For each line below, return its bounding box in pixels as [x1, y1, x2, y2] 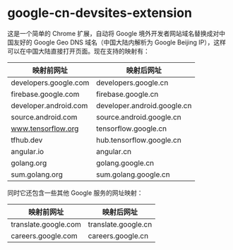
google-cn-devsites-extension [7, 5, 193, 21]
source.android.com [11, 112, 78, 121]
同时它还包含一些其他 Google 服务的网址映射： [7, 189, 143, 197]
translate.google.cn [88, 219, 153, 229]
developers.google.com [11, 78, 90, 88]
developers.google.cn [96, 78, 169, 88]
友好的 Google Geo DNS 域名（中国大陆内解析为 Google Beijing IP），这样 [13, 37, 226, 47]
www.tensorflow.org [11, 124, 79, 133]
